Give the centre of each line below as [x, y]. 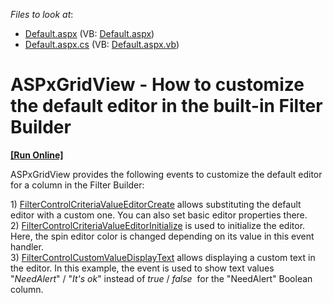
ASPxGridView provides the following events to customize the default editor [166, 174]
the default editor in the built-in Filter [166, 106]
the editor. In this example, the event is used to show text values [142, 268]
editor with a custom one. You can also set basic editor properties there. [159, 215]
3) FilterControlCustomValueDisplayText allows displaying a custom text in [163, 257]
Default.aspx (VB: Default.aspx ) [89, 33]
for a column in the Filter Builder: [77, 185]
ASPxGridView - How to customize [157, 85]
